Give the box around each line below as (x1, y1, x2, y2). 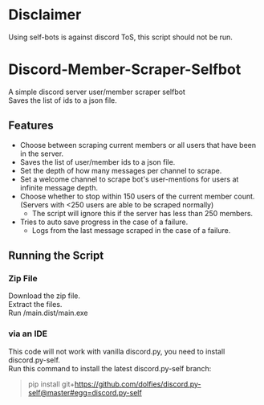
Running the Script (8, 249, 104, 263)
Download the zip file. (8, 291, 81, 301)
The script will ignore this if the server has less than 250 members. (31, 208, 254, 218)
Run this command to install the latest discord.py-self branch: (8, 363, 212, 373)
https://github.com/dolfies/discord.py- (75, 379, 202, 389)
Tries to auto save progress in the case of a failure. (19, 217, 189, 227)
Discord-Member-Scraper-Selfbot (8, 60, 242, 79)
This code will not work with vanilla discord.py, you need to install (8, 346, 225, 356)
